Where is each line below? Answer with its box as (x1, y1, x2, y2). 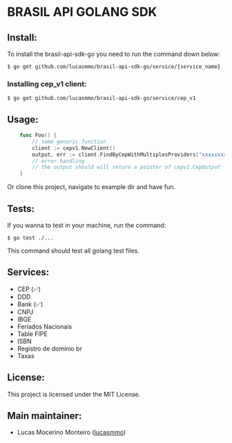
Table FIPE (17, 329, 48, 338)
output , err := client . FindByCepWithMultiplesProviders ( (32, 151, 199, 158)
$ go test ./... (7, 235, 54, 242)
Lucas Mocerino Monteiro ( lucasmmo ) (17, 429, 126, 437)
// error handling (32, 157, 85, 164)
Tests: (7, 203, 35, 215)
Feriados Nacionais (17, 322, 72, 331)
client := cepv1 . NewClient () (32, 144, 116, 152)
